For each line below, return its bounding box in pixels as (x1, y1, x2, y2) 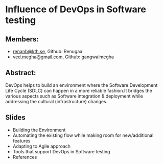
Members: (5, 35, 39, 43)
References (12, 154, 37, 160)
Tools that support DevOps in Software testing (12, 148, 110, 154)
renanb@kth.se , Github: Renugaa (12, 49, 83, 54)
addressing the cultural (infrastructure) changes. (5, 98, 108, 104)
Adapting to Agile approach (12, 143, 71, 149)
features (12, 137, 31, 144)
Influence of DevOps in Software (5, 4, 147, 15)
